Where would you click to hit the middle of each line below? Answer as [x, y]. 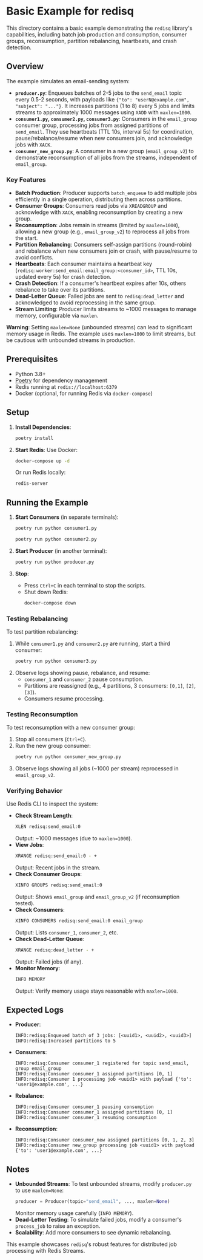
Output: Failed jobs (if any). [49, 962]
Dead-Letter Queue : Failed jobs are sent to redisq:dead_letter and [99, 296]
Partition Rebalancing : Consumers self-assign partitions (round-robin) [103, 245]
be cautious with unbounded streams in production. [71, 340]
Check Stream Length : [44, 816]
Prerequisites [32, 359]
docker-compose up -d [42, 461]
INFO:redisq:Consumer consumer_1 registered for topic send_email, [102, 1063]
